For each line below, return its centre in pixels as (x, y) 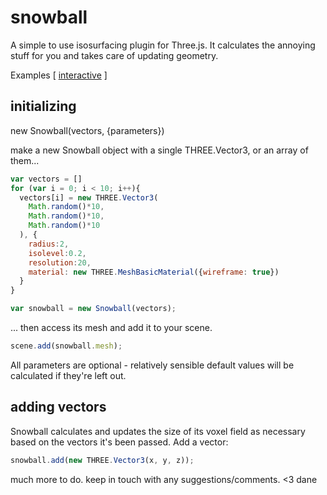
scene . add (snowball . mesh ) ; (66, 346)
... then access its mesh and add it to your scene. (111, 327)
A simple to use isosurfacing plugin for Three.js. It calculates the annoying (163, 45)
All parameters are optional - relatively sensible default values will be (152, 365)
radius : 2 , (49, 244)
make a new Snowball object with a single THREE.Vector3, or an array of (159, 150)
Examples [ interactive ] (59, 75)
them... (25, 160)
